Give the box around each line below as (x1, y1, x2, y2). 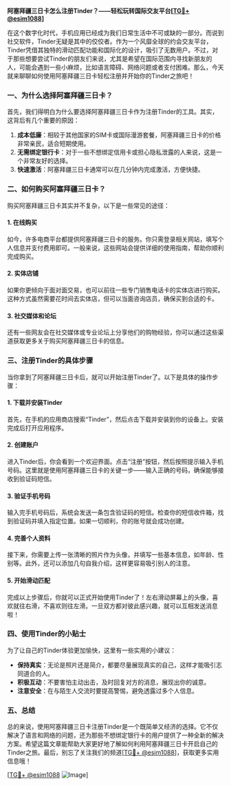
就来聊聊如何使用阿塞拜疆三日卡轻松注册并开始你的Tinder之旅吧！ (7, 72, 195, 80)
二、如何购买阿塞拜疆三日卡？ (7, 184, 107, 194)
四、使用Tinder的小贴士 (7, 629, 87, 638)
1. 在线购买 (7, 219, 38, 227)
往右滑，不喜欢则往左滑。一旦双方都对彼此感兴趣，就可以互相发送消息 (19, 601, 218, 609)
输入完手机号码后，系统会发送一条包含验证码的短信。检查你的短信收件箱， (7, 508, 218, 516)
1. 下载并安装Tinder (7, 399, 63, 407)
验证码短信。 (19, 474, 56, 483)
